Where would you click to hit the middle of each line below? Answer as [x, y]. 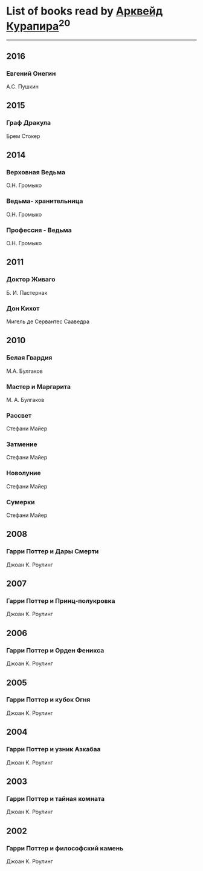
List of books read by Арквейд [85, 11]
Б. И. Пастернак [27, 292]
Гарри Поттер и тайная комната [55, 798]
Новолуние [24, 473]
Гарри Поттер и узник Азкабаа [53, 749]
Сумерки [21, 502]
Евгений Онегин [31, 73]
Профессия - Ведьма [39, 230]
